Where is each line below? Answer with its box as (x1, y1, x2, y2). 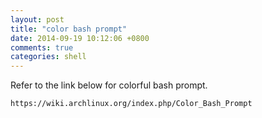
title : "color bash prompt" (10, 24, 128, 34)
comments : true (10, 42, 74, 53)
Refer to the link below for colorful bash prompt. (10, 79, 208, 91)
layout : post (10, 14, 65, 25)
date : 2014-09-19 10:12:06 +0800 (10, 33, 150, 43)
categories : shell (10, 52, 87, 62)
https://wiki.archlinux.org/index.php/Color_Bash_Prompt (10, 99, 253, 109)
